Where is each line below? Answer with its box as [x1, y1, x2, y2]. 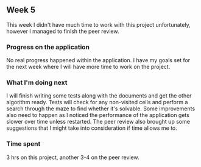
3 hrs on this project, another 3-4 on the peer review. [6, 154, 139, 161]
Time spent [6, 140, 41, 148]
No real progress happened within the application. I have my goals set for [6, 57, 191, 64]
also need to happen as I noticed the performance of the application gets [6, 112, 190, 119]
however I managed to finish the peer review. [6, 27, 119, 35]
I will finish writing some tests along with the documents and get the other [6, 92, 192, 99]
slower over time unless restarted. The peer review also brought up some [6, 118, 191, 126]
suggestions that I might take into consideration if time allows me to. [6, 124, 178, 132]
